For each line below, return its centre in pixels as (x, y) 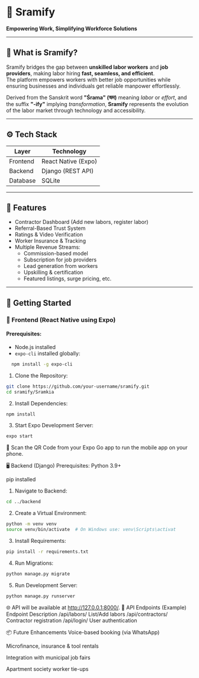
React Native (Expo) (69, 161)
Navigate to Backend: (41, 491)
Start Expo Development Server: (54, 426)
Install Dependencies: (41, 403)
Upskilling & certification (53, 273)
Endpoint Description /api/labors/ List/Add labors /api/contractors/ (87, 614)
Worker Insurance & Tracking (50, 241)
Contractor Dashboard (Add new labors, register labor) (81, 222)
